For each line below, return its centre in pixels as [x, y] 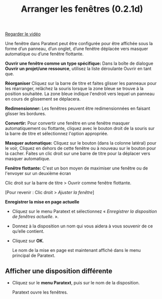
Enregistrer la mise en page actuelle [42, 202]
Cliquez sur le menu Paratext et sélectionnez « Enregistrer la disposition [84, 211]
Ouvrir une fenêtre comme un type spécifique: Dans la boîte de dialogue [79, 63]
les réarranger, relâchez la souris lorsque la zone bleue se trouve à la [74, 89]
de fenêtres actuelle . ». [35, 217]
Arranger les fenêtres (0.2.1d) [82, 9]
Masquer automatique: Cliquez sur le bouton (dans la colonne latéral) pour [81, 143]
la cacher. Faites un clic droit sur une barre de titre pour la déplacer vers [78, 153]
